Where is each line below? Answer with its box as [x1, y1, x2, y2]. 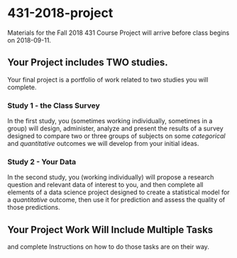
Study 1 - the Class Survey [7, 101, 101, 111]
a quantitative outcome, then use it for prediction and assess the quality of [7, 196, 226, 204]
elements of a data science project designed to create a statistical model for [7, 188, 230, 196]
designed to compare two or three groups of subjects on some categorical [7, 132, 226, 140]
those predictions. [7, 203, 60, 212]
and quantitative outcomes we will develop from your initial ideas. [7, 140, 199, 148]
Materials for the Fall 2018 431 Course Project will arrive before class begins [7, 28, 230, 37]
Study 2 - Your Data [7, 157, 77, 167]
